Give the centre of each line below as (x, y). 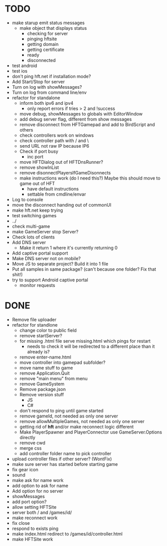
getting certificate (46, 49)
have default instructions (53, 189)
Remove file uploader (34, 319)
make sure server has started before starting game (65, 464)
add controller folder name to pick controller (65, 453)
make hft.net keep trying (38, 210)
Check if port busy (39, 151)
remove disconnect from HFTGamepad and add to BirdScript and (87, 125)
